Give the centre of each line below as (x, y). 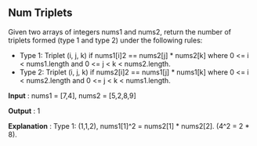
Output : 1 (24, 111)
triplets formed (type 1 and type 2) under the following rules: (105, 40)
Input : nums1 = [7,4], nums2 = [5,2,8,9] (72, 95)
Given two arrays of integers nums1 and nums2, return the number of (119, 31)
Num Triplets (40, 13)
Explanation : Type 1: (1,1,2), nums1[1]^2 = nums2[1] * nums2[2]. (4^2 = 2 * (129, 126)
